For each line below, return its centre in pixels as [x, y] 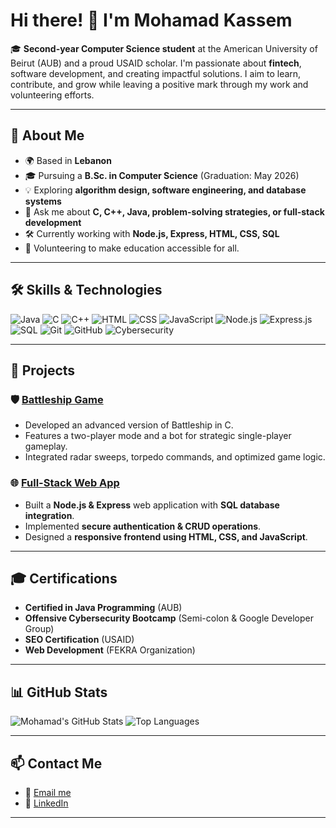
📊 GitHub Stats [59, 692]
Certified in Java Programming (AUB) [103, 608]
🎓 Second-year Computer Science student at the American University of [164, 48]
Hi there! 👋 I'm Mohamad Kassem [151, 20]
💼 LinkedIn [46, 803]
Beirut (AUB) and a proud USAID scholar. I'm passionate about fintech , [156, 63]
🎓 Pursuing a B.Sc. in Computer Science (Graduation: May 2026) [162, 175]
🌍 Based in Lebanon [68, 160]
